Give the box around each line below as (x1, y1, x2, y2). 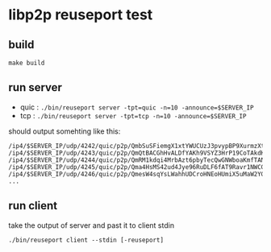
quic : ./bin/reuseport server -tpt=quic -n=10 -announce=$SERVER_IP (19, 102, 254, 112)
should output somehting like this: (8, 126, 121, 136)
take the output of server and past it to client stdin (8, 220, 175, 230)
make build (8, 59, 45, 67)
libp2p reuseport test (8, 6, 153, 24)
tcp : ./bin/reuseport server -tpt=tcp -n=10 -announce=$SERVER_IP (19, 110, 247, 120)
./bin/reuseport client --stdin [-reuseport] (8, 236, 164, 244)
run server (8, 81, 63, 94)
